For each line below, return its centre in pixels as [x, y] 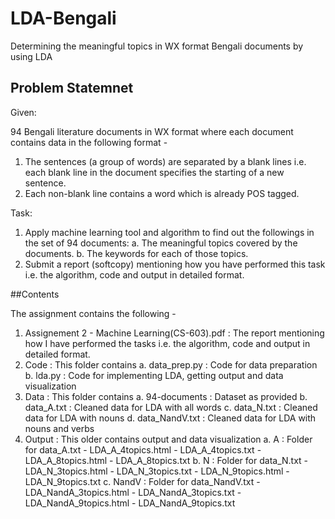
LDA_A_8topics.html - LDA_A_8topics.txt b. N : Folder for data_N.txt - [166, 460]
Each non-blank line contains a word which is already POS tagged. [162, 193]
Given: [23, 112]
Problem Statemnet [72, 88]
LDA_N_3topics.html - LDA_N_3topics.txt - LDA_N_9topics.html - [157, 471]
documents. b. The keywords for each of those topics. [136, 253]
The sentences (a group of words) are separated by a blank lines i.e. [165, 161]
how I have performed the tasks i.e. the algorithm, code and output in [167, 343]
